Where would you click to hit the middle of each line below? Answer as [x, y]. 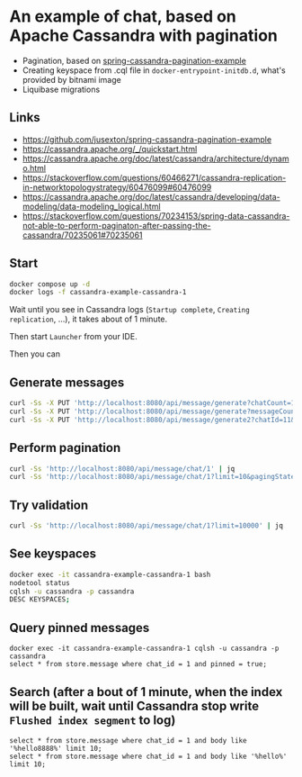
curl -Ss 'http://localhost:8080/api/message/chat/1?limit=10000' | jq [146, 526]
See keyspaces [53, 554]
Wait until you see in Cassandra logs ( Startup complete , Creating [129, 310]
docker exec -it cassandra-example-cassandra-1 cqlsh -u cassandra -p [144, 649]
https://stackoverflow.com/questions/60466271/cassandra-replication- [154, 177]
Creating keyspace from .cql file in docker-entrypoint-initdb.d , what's [154, 70]
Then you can [35, 354]
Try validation [49, 505]
